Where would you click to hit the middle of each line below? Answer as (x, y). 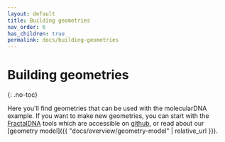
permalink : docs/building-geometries (63, 40)
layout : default (31, 14)
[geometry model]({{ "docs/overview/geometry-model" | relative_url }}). (112, 131)
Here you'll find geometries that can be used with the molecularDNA (107, 108)
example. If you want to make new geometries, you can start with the (108, 116)
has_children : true (36, 34)
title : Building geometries (49, 20)
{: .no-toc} (22, 95)
